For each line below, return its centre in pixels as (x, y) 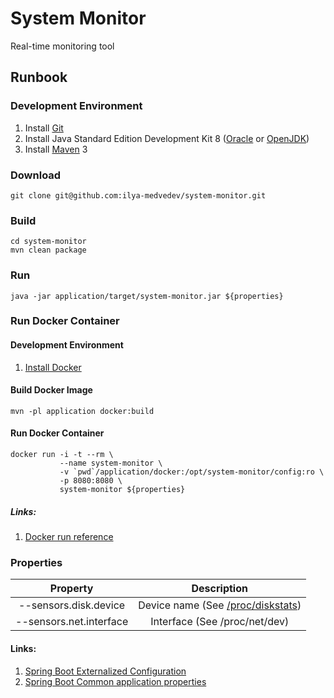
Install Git (44, 128)
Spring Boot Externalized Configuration (105, 671)
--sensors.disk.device (72, 605)
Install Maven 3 (56, 149)
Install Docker (53, 367)
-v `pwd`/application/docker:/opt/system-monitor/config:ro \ (192, 472)
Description (219, 589)
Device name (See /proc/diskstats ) (220, 605)
